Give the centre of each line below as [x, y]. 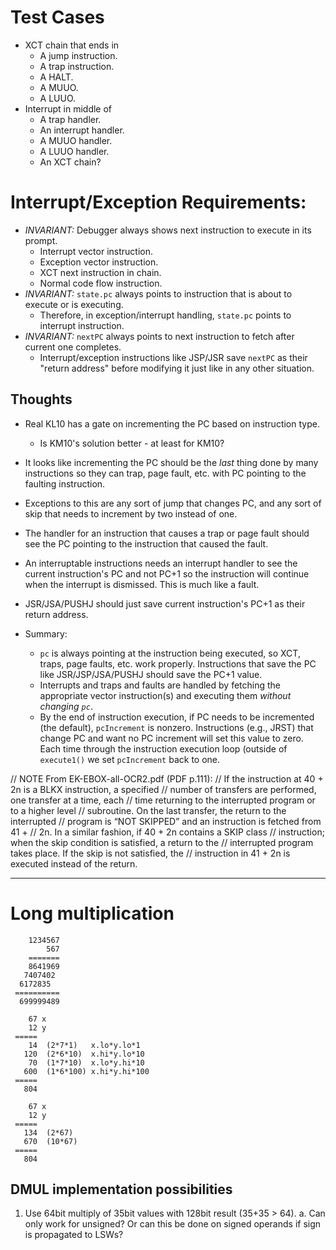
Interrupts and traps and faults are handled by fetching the [160, 685]
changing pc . [66, 706]
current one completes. [73, 347]
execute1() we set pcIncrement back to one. [130, 759]
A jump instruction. [78, 55]
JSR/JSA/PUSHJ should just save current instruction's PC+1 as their [165, 603]
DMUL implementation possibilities [121, 1189]
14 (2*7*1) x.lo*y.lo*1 [84, 1045]
